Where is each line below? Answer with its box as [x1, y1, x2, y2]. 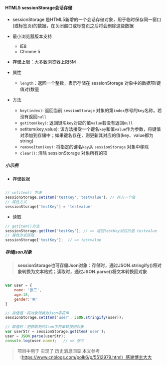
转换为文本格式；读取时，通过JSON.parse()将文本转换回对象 [21, 269, 147, 275]
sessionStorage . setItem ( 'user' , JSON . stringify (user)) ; [5, 315, 124, 320]
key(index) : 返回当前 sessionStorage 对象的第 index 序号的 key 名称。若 [19, 108, 162, 114]
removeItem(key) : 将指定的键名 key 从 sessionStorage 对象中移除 [19, 144, 149, 150]
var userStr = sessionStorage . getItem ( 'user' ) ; [5, 329, 106, 334]
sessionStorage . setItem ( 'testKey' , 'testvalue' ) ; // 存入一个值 [5, 195, 136, 200]
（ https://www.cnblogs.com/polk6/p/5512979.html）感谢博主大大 [17, 354, 152, 360]
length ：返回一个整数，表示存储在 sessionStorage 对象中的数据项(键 [19, 80, 161, 86]
